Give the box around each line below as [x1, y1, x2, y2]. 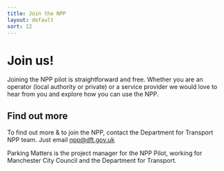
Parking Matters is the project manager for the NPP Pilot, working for [7, 149, 203, 157]
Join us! [7, 52, 54, 68]
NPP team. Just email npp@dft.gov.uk [7, 136, 115, 144]
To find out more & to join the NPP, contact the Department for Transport [7, 128, 214, 137]
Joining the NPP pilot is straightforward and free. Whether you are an [7, 75, 203, 83]
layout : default [7, 17, 54, 23]
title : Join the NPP [7, 10, 67, 17]
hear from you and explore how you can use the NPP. [7, 90, 159, 99]
